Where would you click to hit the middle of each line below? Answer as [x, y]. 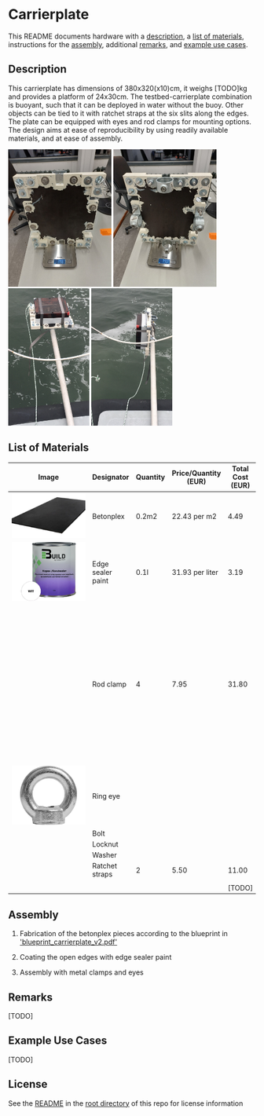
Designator [111, 478]
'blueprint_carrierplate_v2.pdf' [68, 942]
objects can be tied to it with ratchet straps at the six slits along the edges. [128, 113]
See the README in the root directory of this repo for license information [126, 1103]
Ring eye [106, 796]
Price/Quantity [196, 473]
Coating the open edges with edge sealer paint [95, 957]
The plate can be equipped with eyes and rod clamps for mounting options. [130, 121]
